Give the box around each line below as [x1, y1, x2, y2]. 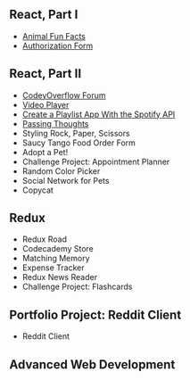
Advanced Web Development [9, 357, 176, 372]
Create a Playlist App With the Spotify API [21, 109, 176, 120]
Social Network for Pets [21, 175, 110, 186]
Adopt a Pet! [21, 146, 69, 157]
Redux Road [21, 234, 67, 244]
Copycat [21, 185, 54, 195]
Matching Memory [21, 253, 91, 264]
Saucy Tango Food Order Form [21, 137, 136, 148]
